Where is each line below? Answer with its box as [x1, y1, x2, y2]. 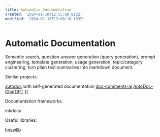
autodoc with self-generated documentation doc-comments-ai [5, 83, 132, 89]
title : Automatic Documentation [5, 7, 71, 12]
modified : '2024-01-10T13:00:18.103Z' [5, 16, 85, 21]
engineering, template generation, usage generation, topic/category [5, 59, 143, 65]
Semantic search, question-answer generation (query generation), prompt [5, 54, 156, 60]
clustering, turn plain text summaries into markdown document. [5, 65, 134, 70]
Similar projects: [5, 74, 38, 80]
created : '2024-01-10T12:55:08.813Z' [5, 12, 83, 17]
